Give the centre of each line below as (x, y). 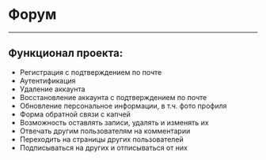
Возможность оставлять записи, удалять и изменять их (114, 122)
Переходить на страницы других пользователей (101, 139)
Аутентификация (48, 80)
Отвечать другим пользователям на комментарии (105, 131)
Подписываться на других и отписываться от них (104, 147)
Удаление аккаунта (52, 89)
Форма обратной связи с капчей (75, 114)
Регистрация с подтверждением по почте (91, 72)
